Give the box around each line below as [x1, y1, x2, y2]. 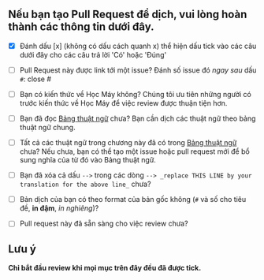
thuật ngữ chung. [19, 123, 76, 133]
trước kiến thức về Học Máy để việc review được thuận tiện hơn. [19, 99, 228, 107]
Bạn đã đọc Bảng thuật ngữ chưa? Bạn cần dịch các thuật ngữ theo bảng [19, 114, 256, 123]
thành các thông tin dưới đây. [8, 21, 155, 34]
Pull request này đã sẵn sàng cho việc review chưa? [19, 218, 188, 229]
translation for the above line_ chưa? [19, 179, 151, 189]
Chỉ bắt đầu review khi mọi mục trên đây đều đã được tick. [8, 263, 202, 273]
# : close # [19, 74, 52, 84]
